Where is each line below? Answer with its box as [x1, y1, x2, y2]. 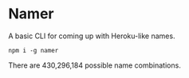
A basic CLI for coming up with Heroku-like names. [8, 31, 175, 41]
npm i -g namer [8, 46, 59, 54]
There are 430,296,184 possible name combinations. [8, 60, 181, 70]
